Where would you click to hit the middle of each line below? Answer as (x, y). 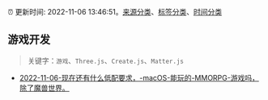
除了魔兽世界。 (44, 88)
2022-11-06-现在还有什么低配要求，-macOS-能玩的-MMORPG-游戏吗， (139, 77)
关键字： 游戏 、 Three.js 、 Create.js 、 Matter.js (105, 60)
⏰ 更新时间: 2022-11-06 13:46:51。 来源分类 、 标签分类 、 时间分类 (115, 12)
